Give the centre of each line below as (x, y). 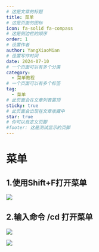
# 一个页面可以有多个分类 (33, 67)
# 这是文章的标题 (24, 12)
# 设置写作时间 (22, 56)
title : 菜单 (20, 17)
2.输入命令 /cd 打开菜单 (49, 217)
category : (18, 73)
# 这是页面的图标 (24, 23)
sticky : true (22, 105)
